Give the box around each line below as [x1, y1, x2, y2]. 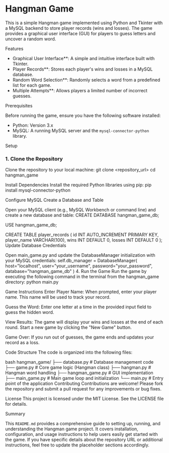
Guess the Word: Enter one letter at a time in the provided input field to [5, 304, 152, 310]
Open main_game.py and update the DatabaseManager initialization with [5, 252, 155, 258]
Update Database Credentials [5, 243, 66, 249]
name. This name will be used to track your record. [5, 294, 111, 300]
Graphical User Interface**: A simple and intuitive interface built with [12, 55, 155, 61]
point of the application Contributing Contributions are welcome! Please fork [5, 380, 163, 386]
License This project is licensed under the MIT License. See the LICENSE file [5, 395, 164, 402]
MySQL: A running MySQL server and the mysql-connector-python [12, 127, 149, 134]
